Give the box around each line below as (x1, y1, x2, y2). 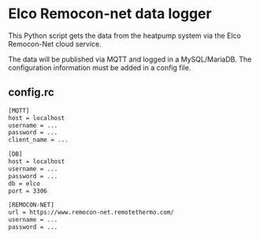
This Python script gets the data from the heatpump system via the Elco (8, 31, 242, 40)
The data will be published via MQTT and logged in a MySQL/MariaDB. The (8, 54, 252, 64)
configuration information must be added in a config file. (8, 62, 191, 72)
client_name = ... (8, 136, 69, 144)
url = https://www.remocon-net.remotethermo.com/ (8, 208, 175, 217)
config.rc (8, 86, 55, 99)
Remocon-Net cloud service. (8, 39, 102, 48)
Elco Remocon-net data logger (8, 5, 212, 23)
